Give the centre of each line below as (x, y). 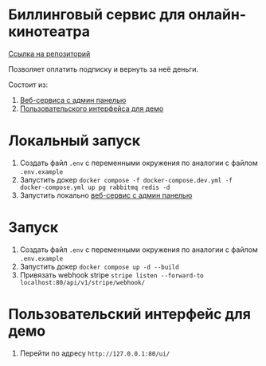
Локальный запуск (74, 141)
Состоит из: (28, 85)
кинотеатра (49, 31)
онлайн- (217, 15)
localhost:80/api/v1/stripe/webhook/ (82, 282)
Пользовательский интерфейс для (129, 314)
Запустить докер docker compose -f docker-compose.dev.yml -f (126, 179)
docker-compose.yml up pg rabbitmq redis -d (95, 187)
